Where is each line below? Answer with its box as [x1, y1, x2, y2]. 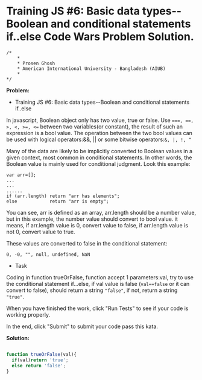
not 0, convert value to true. [6, 228, 75, 235]
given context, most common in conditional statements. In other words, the [6, 154, 192, 161]
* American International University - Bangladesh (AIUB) [17, 65, 166, 72]
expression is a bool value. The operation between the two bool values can [6, 129, 193, 136]
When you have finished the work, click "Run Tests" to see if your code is [6, 305, 189, 312]
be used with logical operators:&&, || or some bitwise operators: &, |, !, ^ [6, 136, 192, 143]
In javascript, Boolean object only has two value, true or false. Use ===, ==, [6, 116, 194, 124]
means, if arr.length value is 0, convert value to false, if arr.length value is [6, 221, 189, 229]
